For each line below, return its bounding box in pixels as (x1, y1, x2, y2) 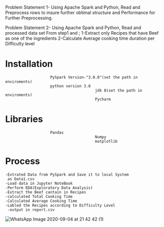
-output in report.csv (7, 207, 55, 212)
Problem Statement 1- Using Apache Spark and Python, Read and (5, 5, 140, 10)
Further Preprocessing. (5, 15, 53, 21)
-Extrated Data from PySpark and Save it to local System (5, 172, 129, 177)
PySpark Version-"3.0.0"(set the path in (50, 75, 138, 80)
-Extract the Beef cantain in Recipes (5, 189, 86, 195)
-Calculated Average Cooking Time (5, 198, 78, 203)
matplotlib (95, 139, 118, 144)
